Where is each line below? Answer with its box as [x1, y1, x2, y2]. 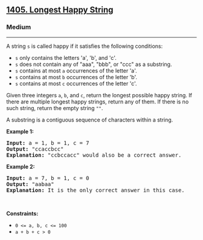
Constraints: [6, 210, 39, 217]
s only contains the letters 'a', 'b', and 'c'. [14, 54, 117, 61]
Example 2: [6, 163, 35, 170]
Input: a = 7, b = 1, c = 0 [6, 175, 89, 181]
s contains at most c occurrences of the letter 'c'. [14, 80, 137, 87]
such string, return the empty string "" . [6, 104, 103, 111]
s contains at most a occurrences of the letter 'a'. [14, 66, 137, 74]
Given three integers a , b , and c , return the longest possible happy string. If [6, 91, 192, 99]
